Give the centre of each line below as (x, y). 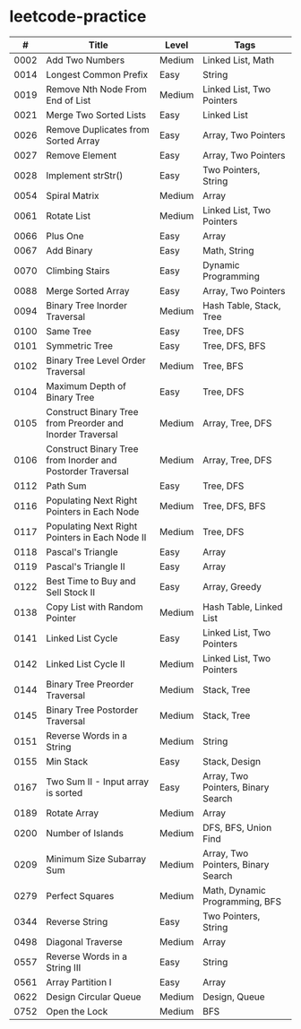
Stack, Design (232, 761)
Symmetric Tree (80, 345)
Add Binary (69, 250)
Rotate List (69, 215)
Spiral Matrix (73, 195)
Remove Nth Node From (97, 89)
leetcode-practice (78, 17)
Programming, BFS (242, 901)
